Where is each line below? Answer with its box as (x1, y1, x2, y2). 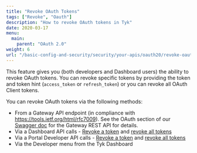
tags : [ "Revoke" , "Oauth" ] (6, 14, 72, 20)
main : (11, 36, 25, 41)
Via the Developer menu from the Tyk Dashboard (14, 140, 133, 147)
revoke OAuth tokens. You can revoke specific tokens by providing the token (6, 74, 191, 81)
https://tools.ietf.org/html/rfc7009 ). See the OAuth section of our (14, 115, 171, 123)
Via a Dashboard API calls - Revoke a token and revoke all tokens (14, 128, 172, 135)
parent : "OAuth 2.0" (16, 41, 67, 47)
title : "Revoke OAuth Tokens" (6, 8, 80, 15)
